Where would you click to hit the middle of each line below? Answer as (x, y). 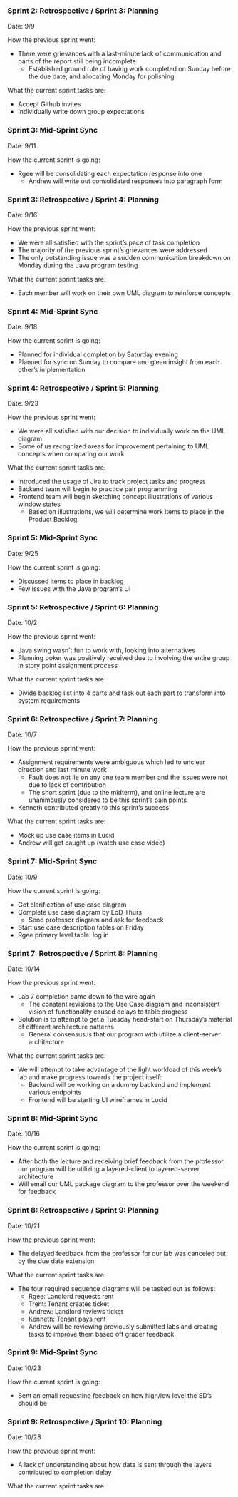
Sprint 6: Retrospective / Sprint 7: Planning (83, 719)
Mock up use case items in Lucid (66, 835)
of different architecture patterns (66, 1027)
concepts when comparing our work (71, 454)
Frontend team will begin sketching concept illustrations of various (115, 497)
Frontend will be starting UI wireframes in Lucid (98, 1099)
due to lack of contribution (67, 785)
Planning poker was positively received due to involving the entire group (124, 658)
